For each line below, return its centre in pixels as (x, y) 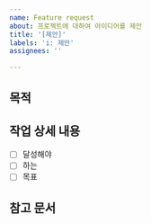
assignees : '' (36, 51)
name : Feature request (52, 18)
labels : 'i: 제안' (42, 43)
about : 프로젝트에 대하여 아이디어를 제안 (75, 26)
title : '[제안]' (38, 34)
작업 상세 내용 (45, 131)
